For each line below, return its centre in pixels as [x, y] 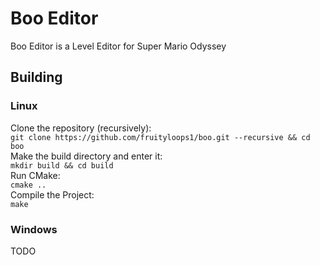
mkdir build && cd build [62, 165]
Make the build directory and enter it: [86, 156]
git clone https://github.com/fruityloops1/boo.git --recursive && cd [160, 137]
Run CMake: [35, 175]
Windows [34, 229]
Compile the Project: [52, 194]
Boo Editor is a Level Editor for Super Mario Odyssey [118, 46]
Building [36, 77]
